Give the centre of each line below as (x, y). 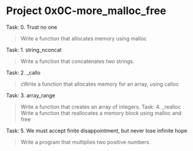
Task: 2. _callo (23, 72)
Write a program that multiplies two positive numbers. (86, 142)
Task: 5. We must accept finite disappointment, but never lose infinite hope (97, 130)
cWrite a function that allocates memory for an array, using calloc (100, 84)
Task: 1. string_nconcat (34, 50)
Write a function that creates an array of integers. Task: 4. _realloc (101, 106)
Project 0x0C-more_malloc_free (86, 11)
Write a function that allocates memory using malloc (84, 38)
